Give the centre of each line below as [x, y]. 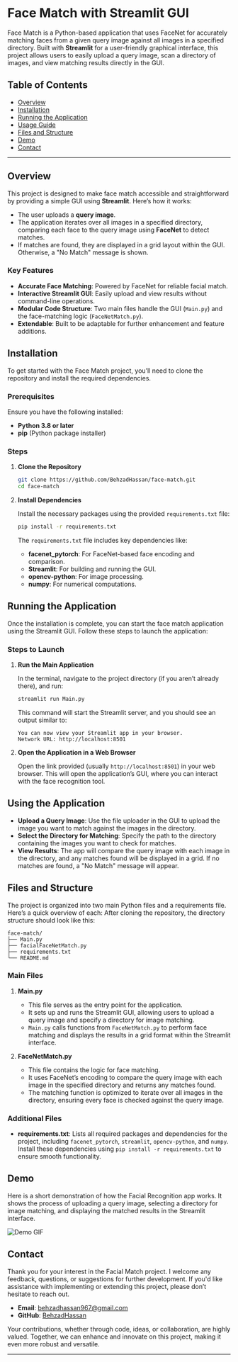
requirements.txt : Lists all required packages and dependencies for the [123, 1134]
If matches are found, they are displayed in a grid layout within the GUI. [121, 244]
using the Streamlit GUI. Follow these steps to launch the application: [108, 631]
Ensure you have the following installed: [66, 412]
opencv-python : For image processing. [86, 576]
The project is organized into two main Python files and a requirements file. [117, 905]
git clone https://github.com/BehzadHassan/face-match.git [107, 480]
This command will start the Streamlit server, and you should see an [117, 712]
